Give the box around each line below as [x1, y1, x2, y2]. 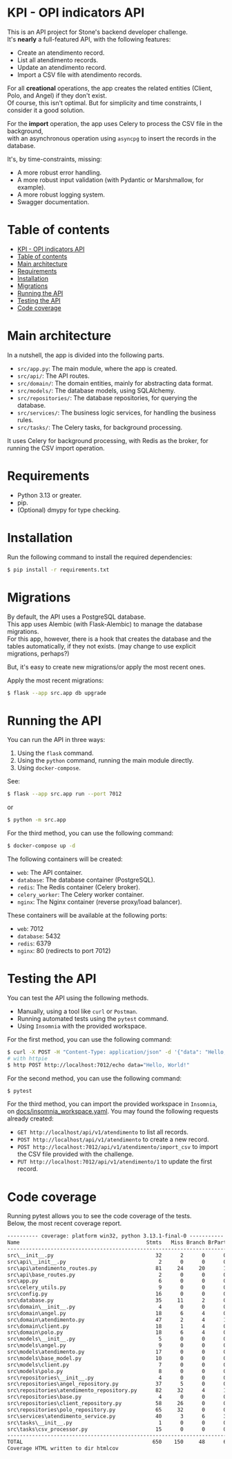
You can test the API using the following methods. [7, 993, 149, 1002]
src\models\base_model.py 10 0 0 [7, 1354, 206, 1361]
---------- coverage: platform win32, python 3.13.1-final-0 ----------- [7, 1233, 224, 1240]
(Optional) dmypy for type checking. [17, 505, 121, 514]
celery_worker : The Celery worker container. [17, 890, 144, 898]
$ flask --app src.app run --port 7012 [7, 790, 122, 797]
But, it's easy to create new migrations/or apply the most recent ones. [7, 662, 206, 671]
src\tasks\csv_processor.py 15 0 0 [7, 1426, 206, 1433]
